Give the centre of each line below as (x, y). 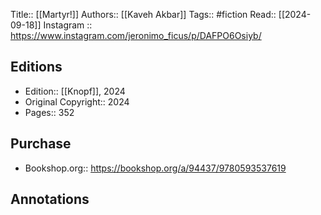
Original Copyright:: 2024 (77, 101)
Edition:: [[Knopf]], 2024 (75, 91)
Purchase (41, 144)
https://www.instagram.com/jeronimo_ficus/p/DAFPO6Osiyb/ (136, 35)
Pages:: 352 (49, 112)
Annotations (50, 199)
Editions (36, 67)
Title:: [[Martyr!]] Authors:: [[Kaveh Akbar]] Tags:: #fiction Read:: (143, 14)
